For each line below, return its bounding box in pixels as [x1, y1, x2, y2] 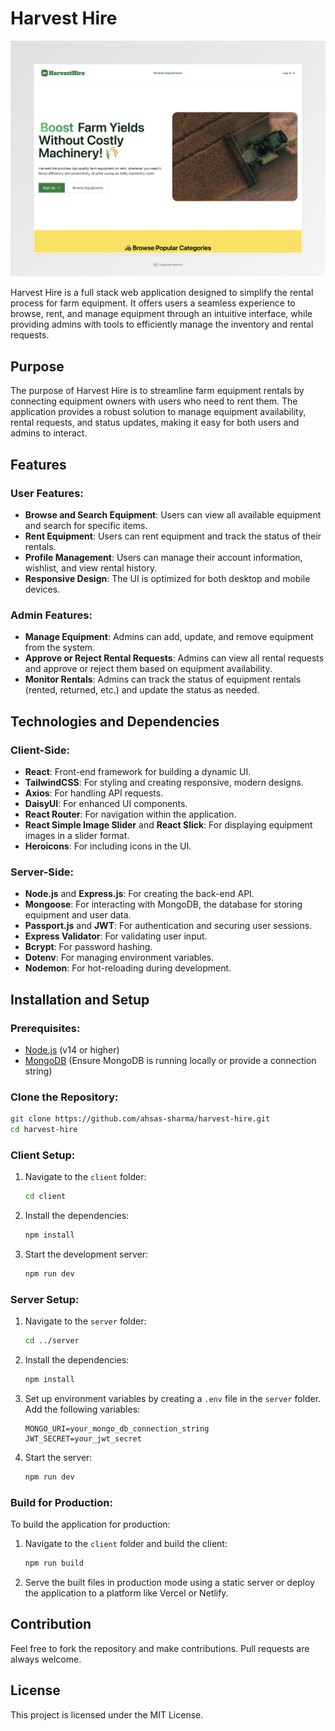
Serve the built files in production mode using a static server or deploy [24, 1576, 315, 1588]
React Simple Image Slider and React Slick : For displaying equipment [24, 818, 313, 831]
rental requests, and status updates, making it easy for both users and [10, 417, 300, 429]
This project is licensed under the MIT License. [10, 1708, 204, 1721]
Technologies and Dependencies [10, 713, 220, 730]
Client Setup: [10, 1148, 76, 1162]
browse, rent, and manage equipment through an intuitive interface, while [10, 308, 313, 320]
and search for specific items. [24, 519, 148, 531]
